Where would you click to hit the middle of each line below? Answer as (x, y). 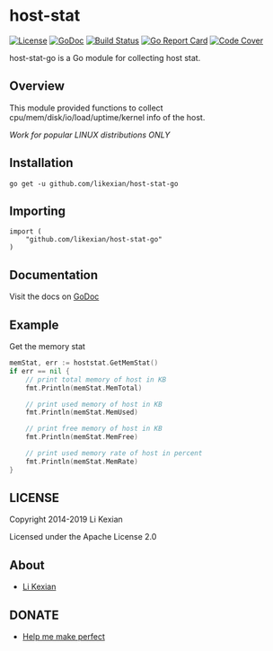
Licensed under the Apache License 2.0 (83, 537)
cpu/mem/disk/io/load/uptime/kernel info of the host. (107, 117)
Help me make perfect (63, 637)
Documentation (54, 275)
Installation (41, 163)
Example (34, 325)
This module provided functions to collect (86, 108)
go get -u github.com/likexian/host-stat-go (94, 184)
